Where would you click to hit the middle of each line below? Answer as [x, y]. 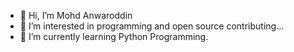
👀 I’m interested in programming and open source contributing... [152, 26]
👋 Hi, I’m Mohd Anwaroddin [76, 15]
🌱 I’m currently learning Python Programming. [114, 36]
